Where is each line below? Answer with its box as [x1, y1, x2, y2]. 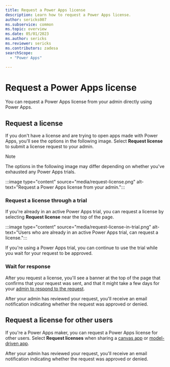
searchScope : [5, 50, 33, 55]
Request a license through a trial [5, 197, 87, 204]
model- [149, 335, 165, 341]
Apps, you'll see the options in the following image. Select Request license [5, 138, 163, 144]
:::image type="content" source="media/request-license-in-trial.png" [5, 224, 152, 230]
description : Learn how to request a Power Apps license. [5, 12, 131, 17]
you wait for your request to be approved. [5, 250, 93, 256]
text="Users [5, 229, 31, 236]
